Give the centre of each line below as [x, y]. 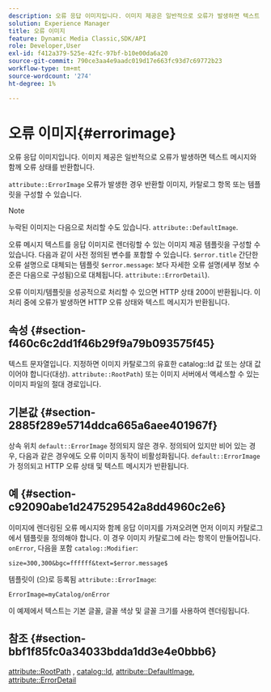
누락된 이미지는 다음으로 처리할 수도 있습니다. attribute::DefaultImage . [123, 227]
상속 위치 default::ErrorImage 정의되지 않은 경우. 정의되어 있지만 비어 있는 [128, 446]
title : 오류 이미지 [37, 31]
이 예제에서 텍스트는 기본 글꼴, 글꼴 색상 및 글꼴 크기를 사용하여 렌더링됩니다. [129, 610]
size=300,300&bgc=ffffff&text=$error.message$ [88, 563]
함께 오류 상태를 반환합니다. [52, 168]
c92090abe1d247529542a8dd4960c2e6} [117, 507]
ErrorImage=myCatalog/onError [59, 594]
